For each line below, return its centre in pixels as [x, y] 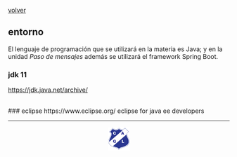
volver [17, 10]
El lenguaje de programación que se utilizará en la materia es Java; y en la [115, 49]
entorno [26, 32]
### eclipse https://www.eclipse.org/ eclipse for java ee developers [106, 111]
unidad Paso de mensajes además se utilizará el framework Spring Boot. [113, 56]
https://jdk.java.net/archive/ [48, 90]
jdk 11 [18, 74]
